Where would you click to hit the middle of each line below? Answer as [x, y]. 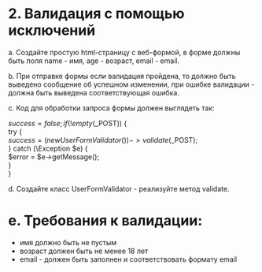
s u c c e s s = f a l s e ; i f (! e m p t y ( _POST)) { [68, 123]
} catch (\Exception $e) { [48, 148]
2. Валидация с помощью [96, 14]
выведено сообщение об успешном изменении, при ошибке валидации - [131, 84]
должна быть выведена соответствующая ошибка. [94, 92]
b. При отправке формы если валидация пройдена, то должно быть [122, 76]
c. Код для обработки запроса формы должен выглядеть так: [111, 108]
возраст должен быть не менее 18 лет [84, 251]
